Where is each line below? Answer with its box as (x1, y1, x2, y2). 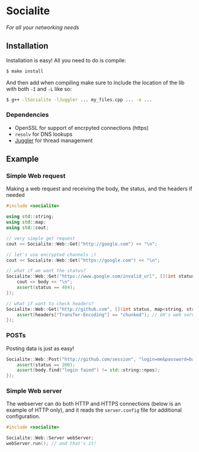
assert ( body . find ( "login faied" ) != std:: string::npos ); (17, 367, 161, 373)
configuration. (6, 413, 40, 420)
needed (6, 192, 25, 199)
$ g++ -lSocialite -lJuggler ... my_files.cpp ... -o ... (6, 97, 152, 103)
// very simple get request (6, 235, 76, 241)
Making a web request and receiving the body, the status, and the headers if (6, 185, 192, 192)
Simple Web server (6, 387, 62, 395)
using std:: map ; (6, 219, 46, 225)
